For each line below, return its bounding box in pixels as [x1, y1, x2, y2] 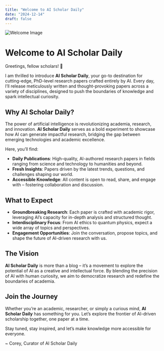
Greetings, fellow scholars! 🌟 [5, 63, 63, 69]
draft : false [5, 16, 32, 21]
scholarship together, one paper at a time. [5, 316, 90, 322]
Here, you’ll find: [5, 146, 39, 152]
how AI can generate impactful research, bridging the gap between [5, 131, 141, 138]
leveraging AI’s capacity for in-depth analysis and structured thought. [12, 214, 153, 220]
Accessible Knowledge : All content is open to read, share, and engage [12, 176, 156, 182]
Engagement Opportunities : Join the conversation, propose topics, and [12, 230, 158, 236]
